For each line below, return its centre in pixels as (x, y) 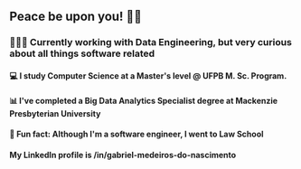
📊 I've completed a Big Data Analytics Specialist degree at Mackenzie (144, 100)
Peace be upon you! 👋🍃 (75, 17)
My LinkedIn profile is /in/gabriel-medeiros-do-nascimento (123, 155)
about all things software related (82, 53)
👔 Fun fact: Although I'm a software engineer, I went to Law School (136, 134)
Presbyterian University (55, 113)
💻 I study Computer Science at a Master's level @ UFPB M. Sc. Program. (148, 75)
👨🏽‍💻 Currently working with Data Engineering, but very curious (150, 42)
